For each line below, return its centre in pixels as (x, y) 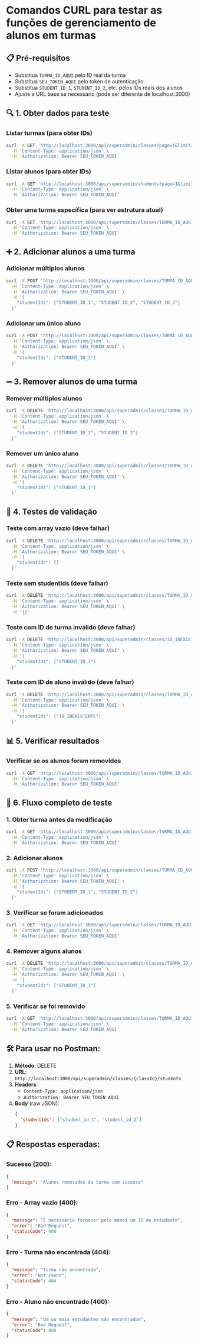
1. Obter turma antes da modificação (59, 819)
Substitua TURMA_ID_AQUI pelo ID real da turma (70, 75)
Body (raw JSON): (37, 1103)
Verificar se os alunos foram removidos (64, 761)
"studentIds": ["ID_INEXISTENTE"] (59, 716)
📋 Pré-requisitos (38, 58)
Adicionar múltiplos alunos (45, 269)
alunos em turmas (51, 35)
